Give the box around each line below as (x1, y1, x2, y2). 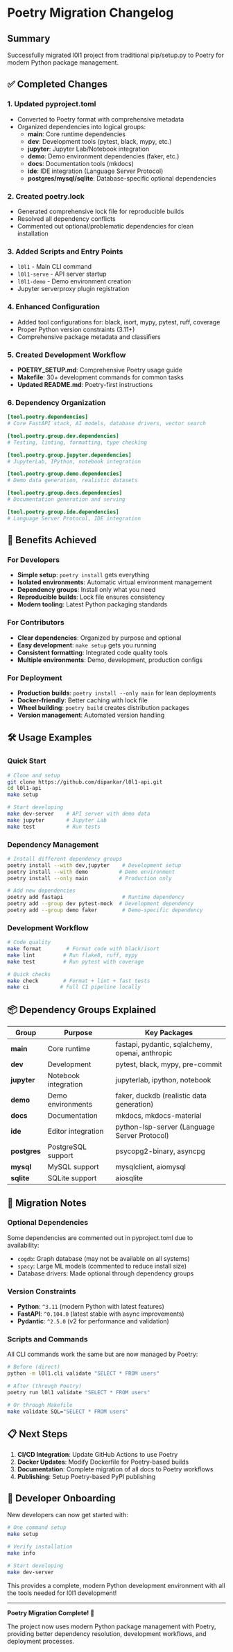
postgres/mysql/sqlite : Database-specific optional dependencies (27, 174, 216, 182)
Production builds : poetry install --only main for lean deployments (17, 688, 216, 697)
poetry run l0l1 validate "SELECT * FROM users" (7, 1389, 150, 1396)
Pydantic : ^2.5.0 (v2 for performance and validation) (17, 1317, 170, 1325)
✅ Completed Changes (7, 79, 108, 90)
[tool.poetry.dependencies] (7, 413, 89, 421)
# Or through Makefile (7, 1401, 73, 1408)
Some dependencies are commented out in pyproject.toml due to (7, 1233, 193, 1241)
